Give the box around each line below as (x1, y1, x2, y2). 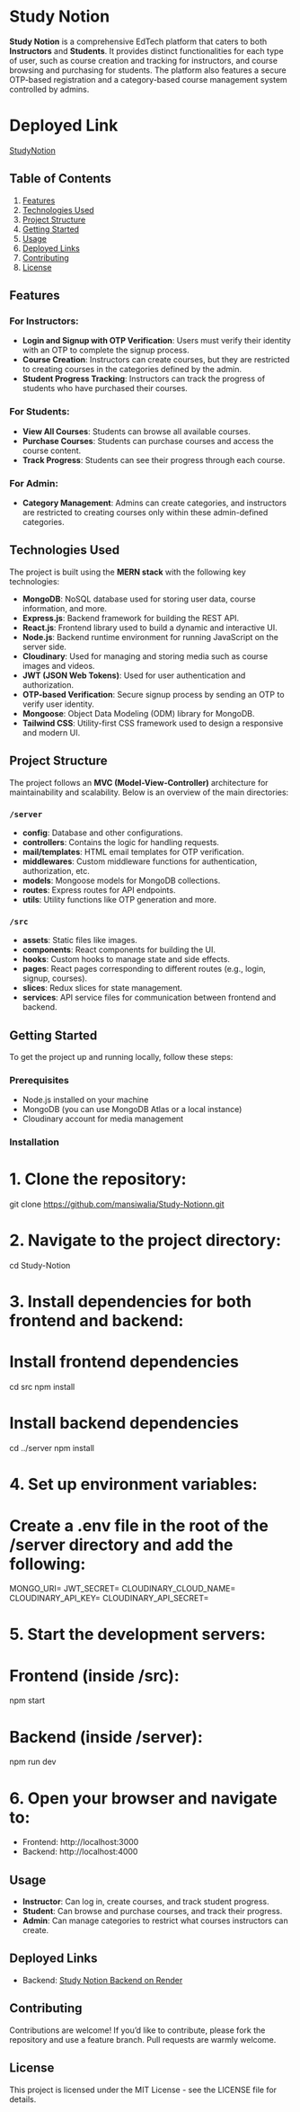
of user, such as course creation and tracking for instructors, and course (9, 55, 278, 66)
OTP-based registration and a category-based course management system (9, 74, 287, 85)
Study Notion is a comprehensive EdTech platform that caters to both (9, 36, 268, 47)
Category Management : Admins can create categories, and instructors (22, 497, 287, 508)
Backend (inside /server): (9, 1726, 204, 1747)
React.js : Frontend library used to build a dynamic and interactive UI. (22, 622, 278, 633)
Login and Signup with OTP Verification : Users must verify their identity (22, 335, 292, 346)
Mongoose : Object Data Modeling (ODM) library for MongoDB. (22, 708, 255, 718)
